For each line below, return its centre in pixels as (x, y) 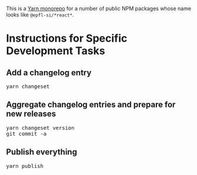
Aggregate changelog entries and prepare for (91, 105)
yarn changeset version (40, 128)
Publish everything (42, 152)
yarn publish (25, 166)
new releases (31, 114)
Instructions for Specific (67, 38)
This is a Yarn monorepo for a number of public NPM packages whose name (99, 9)
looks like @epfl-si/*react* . (40, 15)
